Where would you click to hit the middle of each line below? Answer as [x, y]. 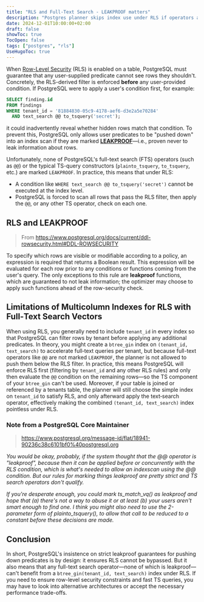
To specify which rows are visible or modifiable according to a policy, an [97, 256]
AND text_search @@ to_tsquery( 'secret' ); [66, 116]
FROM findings [24, 105]
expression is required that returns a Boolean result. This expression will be [100, 262]
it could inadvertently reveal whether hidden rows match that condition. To [99, 128]
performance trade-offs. [37, 592]
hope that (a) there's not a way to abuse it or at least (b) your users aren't [99, 501]
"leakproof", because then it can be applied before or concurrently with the [101, 463]
